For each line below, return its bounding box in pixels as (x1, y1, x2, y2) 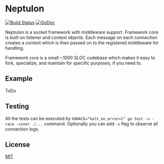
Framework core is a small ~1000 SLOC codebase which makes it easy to (5, 54, 156, 60)
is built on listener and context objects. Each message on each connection (5, 34, 158, 40)
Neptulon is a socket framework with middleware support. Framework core (5, 29, 159, 35)
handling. (5, 45, 24, 51)
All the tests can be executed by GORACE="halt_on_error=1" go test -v (5, 115, 150, 121)
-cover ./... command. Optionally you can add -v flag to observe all (16, 121, 158, 127)
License (5, 140, 30, 149)
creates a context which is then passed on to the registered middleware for (5, 39, 159, 45)
